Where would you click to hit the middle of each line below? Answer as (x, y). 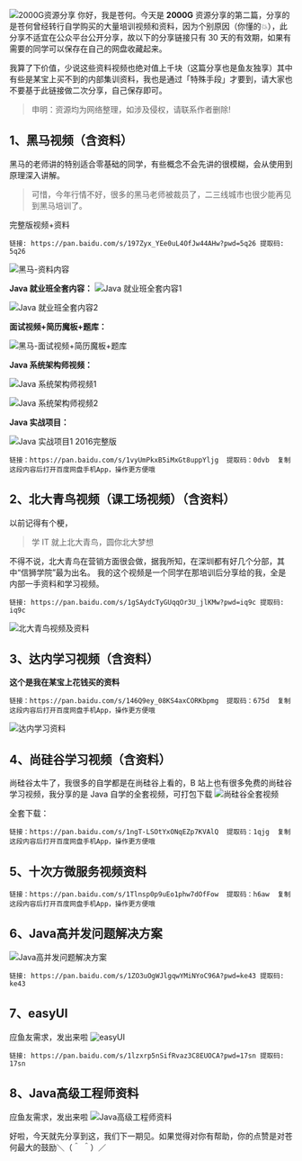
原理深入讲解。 (37, 175)
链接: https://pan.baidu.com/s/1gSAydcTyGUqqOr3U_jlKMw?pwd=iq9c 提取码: (147, 602)
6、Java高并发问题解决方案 (86, 934)
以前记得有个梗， (41, 523)
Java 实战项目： (39, 422)
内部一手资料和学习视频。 (57, 583)
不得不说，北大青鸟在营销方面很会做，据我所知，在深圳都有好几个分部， (143, 561)
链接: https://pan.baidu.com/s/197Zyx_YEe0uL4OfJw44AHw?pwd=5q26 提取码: (147, 243)
